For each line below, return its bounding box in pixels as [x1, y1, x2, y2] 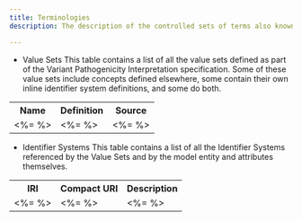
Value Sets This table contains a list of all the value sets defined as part [22, 54, 287, 65]
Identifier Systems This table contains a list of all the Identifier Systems [22, 141, 286, 153]
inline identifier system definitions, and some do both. [22, 83, 222, 93]
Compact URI [59, 181, 119, 194]
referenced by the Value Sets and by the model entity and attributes [22, 151, 274, 162]
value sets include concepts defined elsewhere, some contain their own [22, 73, 289, 84]
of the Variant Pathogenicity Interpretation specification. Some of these [22, 64, 287, 75]
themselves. [22, 161, 68, 172]
